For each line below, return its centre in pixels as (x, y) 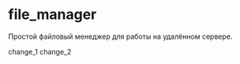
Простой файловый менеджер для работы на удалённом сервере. (120, 36)
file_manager (52, 15)
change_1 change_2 (40, 51)
